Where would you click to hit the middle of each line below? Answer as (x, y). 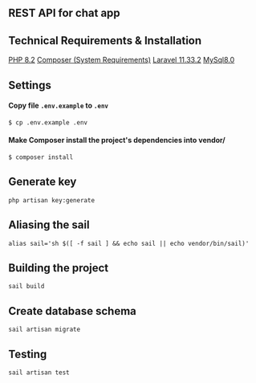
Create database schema (72, 311)
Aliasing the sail (49, 225)
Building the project (59, 268)
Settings (30, 85)
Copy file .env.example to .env (58, 106)
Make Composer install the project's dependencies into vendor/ (117, 141)
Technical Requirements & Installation (105, 41)
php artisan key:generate (51, 200)
